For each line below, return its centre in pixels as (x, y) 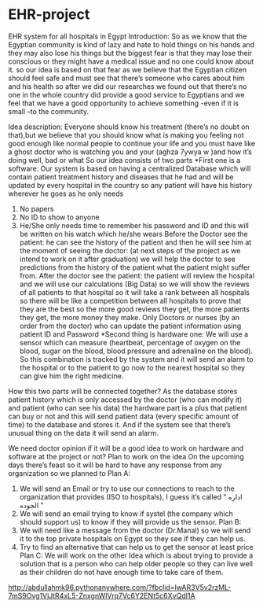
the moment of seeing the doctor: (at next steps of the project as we (130, 250)
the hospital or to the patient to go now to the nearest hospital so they (132, 367)
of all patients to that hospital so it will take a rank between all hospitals (134, 292)
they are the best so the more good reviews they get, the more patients (134, 309)
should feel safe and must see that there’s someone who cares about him (126, 78)
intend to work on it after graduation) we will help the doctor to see (127, 259)
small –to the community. (48, 111)
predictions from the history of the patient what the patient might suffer (135, 267)
